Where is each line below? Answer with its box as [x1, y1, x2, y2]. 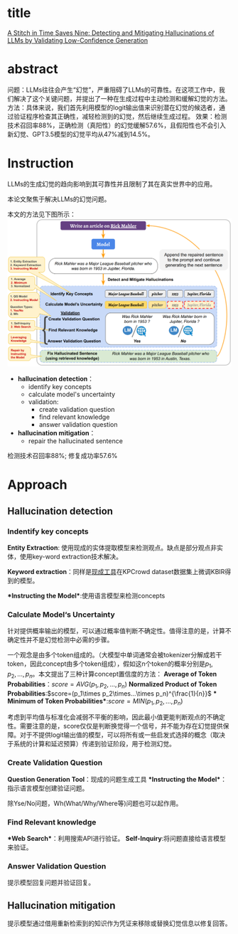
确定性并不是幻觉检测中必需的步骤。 [7, 635, 114, 644]
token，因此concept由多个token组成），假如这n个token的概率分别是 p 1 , [7, 659, 213, 669]
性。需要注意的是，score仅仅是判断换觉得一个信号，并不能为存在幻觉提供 [7, 722, 223, 731]
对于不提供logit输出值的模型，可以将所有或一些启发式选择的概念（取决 [19, 731, 226, 739]
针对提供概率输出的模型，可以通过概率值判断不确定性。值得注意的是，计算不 [7, 627, 232, 635]
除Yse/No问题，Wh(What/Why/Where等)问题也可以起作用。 [7, 799, 183, 807]
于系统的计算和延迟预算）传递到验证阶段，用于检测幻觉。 [7, 740, 175, 748]
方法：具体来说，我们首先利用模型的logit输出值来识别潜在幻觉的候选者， [7, 103, 220, 112]
